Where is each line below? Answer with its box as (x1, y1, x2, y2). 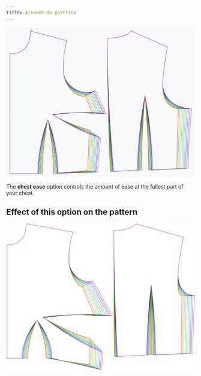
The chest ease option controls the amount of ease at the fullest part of (6, 183, 184, 190)
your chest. (6, 189, 34, 197)
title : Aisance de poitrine (6, 10, 77, 16)
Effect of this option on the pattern (6, 207, 138, 217)
